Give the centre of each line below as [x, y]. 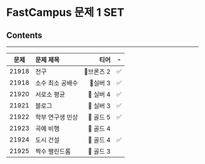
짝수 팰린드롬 [53, 151]
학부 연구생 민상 [56, 117]
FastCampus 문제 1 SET [65, 12]
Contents [24, 35]
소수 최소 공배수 [56, 83]
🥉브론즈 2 [97, 72]
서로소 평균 [50, 94]
